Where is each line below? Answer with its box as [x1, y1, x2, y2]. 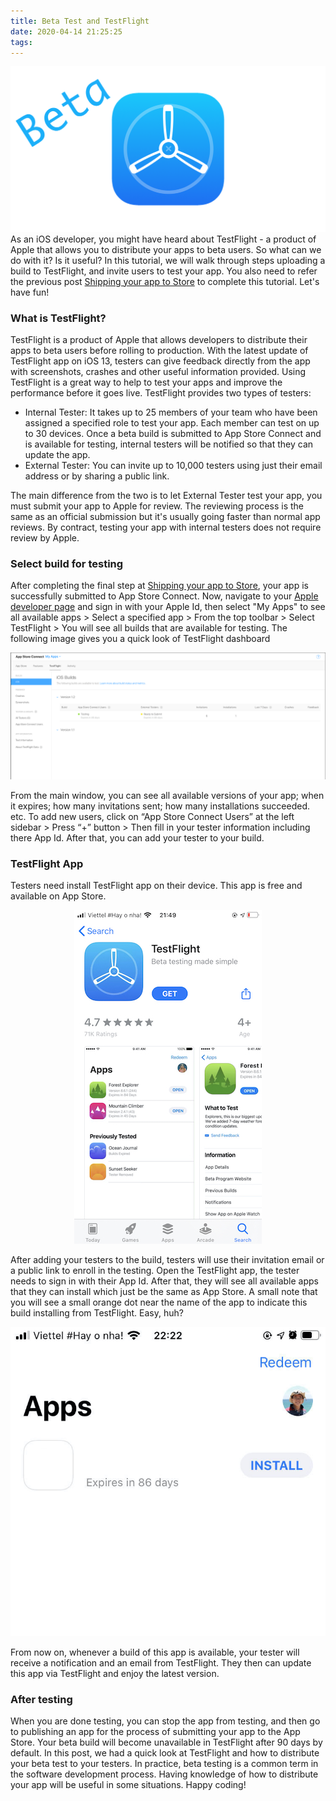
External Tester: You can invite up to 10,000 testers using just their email [24, 459, 323, 471]
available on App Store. [10, 890, 107, 902]
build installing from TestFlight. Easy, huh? [10, 1307, 184, 1319]
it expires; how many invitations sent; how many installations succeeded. [10, 800, 310, 812]
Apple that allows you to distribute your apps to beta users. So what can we [10, 243, 322, 255]
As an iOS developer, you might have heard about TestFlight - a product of [10, 233, 317, 245]
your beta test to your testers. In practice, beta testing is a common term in [10, 1758, 319, 1770]
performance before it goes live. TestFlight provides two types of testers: [10, 386, 312, 399]
